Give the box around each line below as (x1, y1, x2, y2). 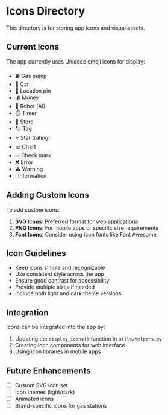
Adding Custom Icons (6, 190, 89, 200)
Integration (6, 307, 49, 318)
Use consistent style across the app (14, 270, 104, 278)
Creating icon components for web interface (14, 342, 125, 349)
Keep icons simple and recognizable (14, 264, 105, 272)
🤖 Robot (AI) (14, 102, 46, 109)
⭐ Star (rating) (14, 134, 51, 141)
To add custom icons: (6, 206, 60, 213)
